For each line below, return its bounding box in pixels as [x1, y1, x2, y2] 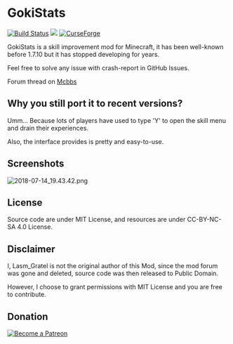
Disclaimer [7, 243, 55, 255]
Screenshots [7, 158, 65, 170]
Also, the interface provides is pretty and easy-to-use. [7, 137, 164, 145]
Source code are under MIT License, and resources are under [7, 216, 186, 224]
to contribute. [7, 290, 47, 299]
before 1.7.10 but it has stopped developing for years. [7, 50, 160, 58]
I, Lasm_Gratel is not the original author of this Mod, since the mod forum [7, 262, 218, 270]
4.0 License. [17, 223, 53, 231]
